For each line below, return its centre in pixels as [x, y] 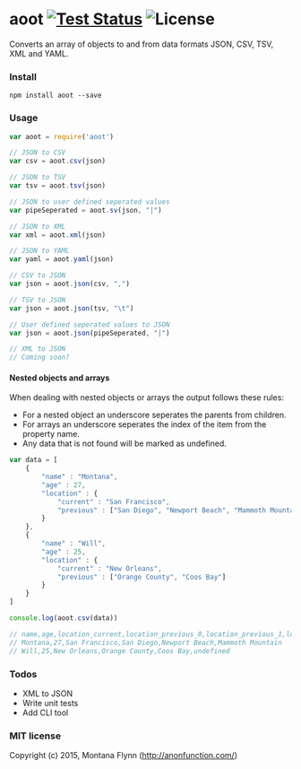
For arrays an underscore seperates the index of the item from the [144, 424]
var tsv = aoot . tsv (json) [57, 186]
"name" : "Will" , [73, 544]
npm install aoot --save [56, 96]
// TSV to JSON [38, 300]
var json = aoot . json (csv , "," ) [69, 284]
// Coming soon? [39, 358]
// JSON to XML [38, 226]
